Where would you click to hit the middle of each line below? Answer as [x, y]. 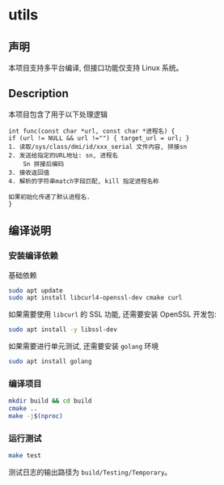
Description [38, 94]
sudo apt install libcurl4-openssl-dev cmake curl [95, 298]
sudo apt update [36, 290]
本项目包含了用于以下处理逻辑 [58, 114]
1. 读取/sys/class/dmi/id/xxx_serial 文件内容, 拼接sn [98, 147]
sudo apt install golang [50, 362]
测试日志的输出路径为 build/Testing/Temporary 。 [90, 472]
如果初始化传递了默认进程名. [49, 197]
